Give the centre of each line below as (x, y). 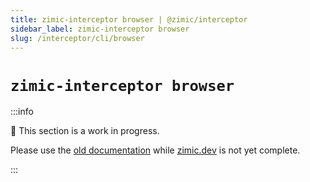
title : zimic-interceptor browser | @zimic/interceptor (129, 19)
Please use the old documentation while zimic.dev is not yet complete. (155, 150)
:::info (22, 112)
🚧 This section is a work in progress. (85, 131)
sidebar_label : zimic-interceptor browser (100, 29)
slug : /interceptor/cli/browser (77, 38)
